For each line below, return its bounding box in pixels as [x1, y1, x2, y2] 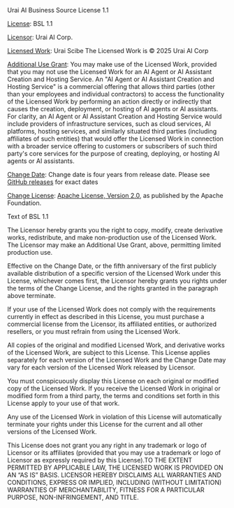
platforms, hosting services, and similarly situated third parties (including [7, 127, 217, 135]
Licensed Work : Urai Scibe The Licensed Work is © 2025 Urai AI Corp [7, 47, 209, 55]
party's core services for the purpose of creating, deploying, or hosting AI [7, 150, 220, 157]
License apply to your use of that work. [7, 399, 120, 407]
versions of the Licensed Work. [7, 428, 97, 436]
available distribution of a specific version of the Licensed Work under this [7, 269, 221, 277]
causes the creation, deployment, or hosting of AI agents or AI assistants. [7, 105, 219, 113]
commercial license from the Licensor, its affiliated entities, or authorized [7, 320, 217, 328]
